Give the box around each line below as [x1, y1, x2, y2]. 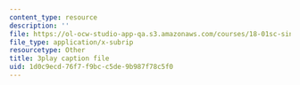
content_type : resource [9, 12, 98, 22]
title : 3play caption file [9, 54, 110, 63]
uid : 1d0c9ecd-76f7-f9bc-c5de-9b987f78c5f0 [9, 63, 174, 72]
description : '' [9, 21, 70, 30]
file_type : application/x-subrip [9, 37, 134, 47]
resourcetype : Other [9, 46, 87, 55]
